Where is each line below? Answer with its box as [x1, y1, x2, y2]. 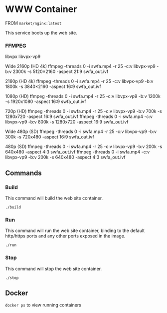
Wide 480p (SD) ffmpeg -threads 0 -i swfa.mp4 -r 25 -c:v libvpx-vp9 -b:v [5, 128, 157, 134]
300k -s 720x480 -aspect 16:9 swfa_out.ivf [5, 134, 95, 140]
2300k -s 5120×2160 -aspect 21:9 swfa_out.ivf [12, 68, 109, 74]
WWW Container [5, 3, 77, 15]
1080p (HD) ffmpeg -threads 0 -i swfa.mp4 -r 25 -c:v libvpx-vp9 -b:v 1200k [5, 93, 161, 99]
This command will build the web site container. [5, 195, 103, 201]
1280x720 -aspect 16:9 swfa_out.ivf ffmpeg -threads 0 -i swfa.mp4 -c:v [5, 113, 153, 119]
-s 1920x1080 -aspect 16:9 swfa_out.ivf [5, 98, 86, 104]
